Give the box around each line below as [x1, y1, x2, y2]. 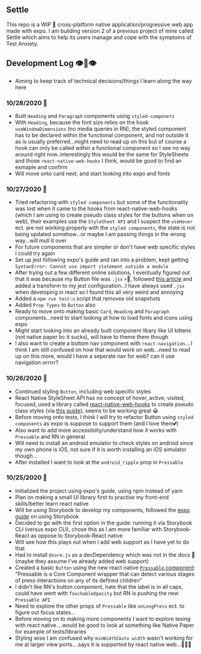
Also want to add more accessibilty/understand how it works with [14, 426, 177, 434]
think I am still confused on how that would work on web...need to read [14, 346, 191, 353]
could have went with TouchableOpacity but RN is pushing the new [14, 590, 179, 597]
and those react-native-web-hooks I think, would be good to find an [14, 157, 182, 164]
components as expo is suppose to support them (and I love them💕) [14, 420, 179, 427]
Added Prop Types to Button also [14, 301, 96, 309]
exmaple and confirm [14, 163, 68, 170]
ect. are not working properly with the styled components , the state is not [14, 224, 195, 231]
